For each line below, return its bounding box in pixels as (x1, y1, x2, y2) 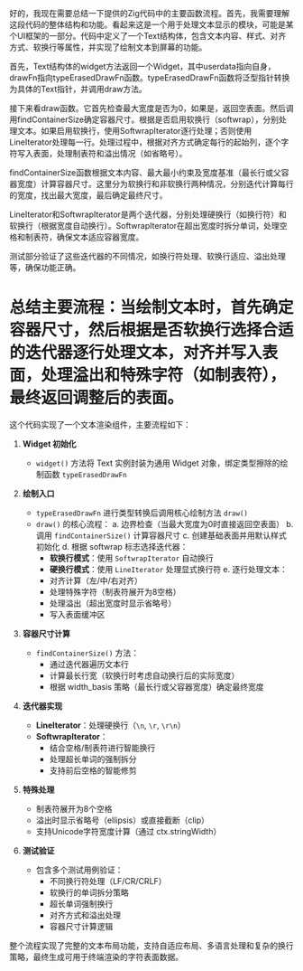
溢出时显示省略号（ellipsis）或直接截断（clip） (35, 815, 210, 825)
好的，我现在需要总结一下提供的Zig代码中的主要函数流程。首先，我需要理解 (9, 8, 290, 18)
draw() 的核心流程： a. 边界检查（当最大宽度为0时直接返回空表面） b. (35, 518, 294, 529)
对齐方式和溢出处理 (49, 910, 122, 920)
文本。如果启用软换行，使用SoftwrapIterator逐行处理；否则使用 (16, 126, 252, 136)
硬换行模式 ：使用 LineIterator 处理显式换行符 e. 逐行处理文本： (49, 563, 289, 574)
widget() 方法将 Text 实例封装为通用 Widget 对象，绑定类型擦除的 (35, 457, 280, 468)
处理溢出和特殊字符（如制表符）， (41, 365, 287, 386)
